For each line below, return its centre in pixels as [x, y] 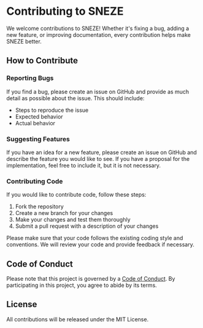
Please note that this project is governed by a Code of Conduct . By [91, 279]
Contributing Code [35, 181]
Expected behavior [39, 116]
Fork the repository [40, 206]
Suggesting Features [38, 139]
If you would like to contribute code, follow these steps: [76, 195]
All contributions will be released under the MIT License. [78, 319]
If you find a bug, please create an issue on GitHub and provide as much [98, 92]
